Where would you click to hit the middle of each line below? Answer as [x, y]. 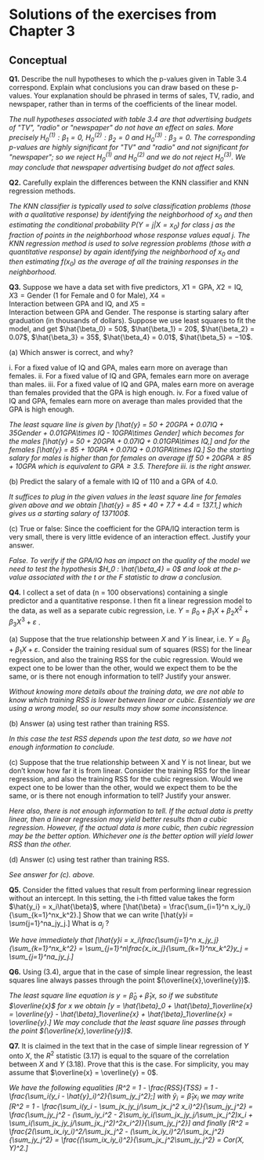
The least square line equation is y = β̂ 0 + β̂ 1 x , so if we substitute [114, 997]
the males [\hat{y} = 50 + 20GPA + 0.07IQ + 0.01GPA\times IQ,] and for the [129, 441]
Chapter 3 [42, 31]
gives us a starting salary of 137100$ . [70, 514]
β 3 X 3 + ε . [25, 622]
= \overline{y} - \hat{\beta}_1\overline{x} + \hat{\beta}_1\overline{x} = [121, 1014]
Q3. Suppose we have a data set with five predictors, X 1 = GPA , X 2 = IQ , [126, 287]
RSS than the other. [40, 844]
